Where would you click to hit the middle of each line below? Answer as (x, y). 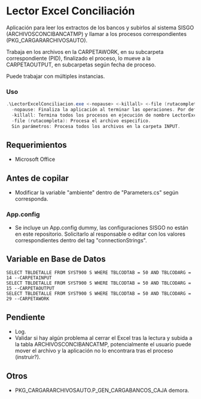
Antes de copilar (37, 178)
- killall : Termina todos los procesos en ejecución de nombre (91, 115)
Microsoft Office (35, 159)
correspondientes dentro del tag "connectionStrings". (81, 240)
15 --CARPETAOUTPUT (31, 288)
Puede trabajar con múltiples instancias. (56, 76)
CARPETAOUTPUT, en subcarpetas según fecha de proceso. (81, 65)
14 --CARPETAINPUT (29, 278)
